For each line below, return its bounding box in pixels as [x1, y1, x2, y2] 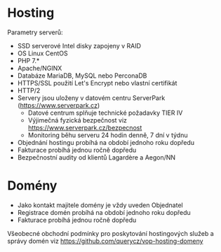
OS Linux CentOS [17, 49, 68, 57]
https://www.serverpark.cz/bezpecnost [27, 123, 142, 132]
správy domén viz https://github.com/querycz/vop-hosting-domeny [7, 237, 203, 245]
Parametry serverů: [7, 28, 63, 36]
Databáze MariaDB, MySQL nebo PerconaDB [17, 71, 147, 80]
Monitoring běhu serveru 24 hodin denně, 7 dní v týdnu [27, 131, 188, 139]
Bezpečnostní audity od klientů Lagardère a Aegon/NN [17, 153, 176, 162]
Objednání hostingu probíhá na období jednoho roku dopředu [17, 138, 195, 146]
